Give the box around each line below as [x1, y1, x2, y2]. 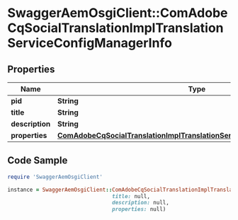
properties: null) [112, 206, 166, 213]
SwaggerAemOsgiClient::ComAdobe [7, 5, 228, 21]
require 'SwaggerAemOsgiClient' [7, 173, 103, 180]
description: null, [112, 199, 170, 207]
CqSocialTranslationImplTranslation [7, 20, 224, 36]
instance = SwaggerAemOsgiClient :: [7, 186, 113, 193]
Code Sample [7, 154, 68, 167]
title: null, [112, 192, 151, 199]
